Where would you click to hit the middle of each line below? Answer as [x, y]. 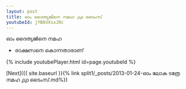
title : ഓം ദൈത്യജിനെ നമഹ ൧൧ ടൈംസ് [54, 17]
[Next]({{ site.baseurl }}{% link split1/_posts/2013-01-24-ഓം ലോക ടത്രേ [93, 73]
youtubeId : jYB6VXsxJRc [35, 22]
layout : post [22, 11]
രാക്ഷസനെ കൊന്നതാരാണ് [49, 51]
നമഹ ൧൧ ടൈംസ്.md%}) [37, 80]
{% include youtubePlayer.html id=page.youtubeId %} [71, 62]
